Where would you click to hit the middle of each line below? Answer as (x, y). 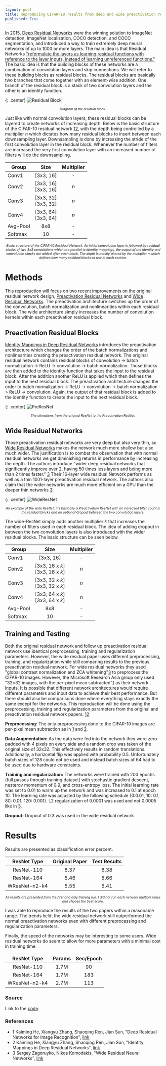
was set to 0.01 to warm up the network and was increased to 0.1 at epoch (81, 790)
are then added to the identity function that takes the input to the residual (80, 371)
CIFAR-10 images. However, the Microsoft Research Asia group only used (80, 677)
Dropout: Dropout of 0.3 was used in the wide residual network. (70, 815)
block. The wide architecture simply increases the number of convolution (80, 312)
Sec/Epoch (89, 958)
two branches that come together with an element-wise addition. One (76, 80)
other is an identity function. (34, 91)
